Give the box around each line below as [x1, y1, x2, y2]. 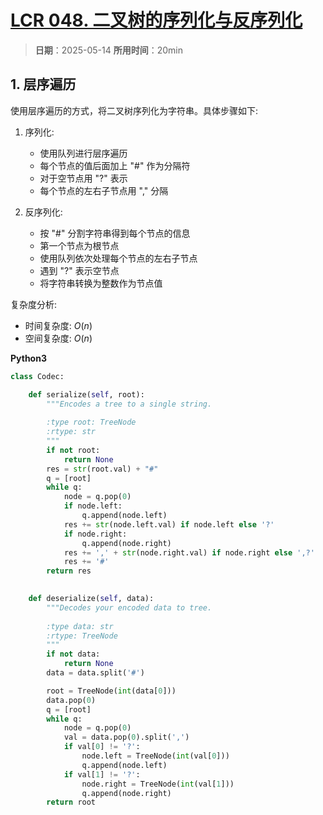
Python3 [10, 352, 47, 364]
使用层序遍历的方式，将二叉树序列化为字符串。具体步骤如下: [10, 104, 259, 116]
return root [46, 797, 97, 808]
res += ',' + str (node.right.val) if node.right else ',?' [63, 547, 315, 558]
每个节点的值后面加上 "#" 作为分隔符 [39, 159, 191, 171]
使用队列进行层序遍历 [39, 147, 128, 159]
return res [46, 566, 92, 576]
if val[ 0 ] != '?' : [63, 742, 141, 752]
